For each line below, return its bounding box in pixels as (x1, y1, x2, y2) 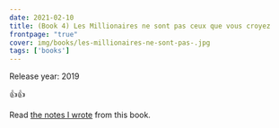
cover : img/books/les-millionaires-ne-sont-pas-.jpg (9, 38, 211, 47)
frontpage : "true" (9, 30, 78, 38)
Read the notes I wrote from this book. (9, 109, 151, 121)
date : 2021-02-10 (9, 13, 74, 22)
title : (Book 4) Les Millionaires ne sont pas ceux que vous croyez (9, 21, 271, 30)
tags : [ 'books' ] (9, 47, 70, 55)
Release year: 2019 (9, 71, 80, 81)
